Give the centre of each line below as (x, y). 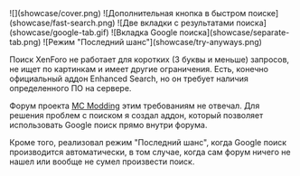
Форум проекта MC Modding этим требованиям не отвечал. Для (135, 106)
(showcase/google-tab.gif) (60, 32)
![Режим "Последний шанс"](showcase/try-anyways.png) (152, 42)
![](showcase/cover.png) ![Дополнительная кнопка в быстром (128, 13)
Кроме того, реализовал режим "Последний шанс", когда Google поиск (148, 142)
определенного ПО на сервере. (70, 88)
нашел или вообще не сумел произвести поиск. (102, 162)
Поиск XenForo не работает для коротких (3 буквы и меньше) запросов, (150, 60)
